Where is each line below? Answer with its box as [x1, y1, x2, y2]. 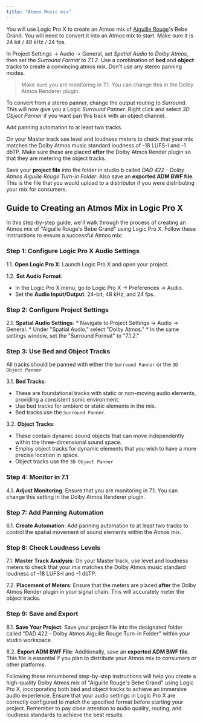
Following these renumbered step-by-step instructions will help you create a [6, 672, 196, 680]
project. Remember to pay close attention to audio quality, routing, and [6, 704, 182, 712]
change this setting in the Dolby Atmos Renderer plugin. [6, 493, 145, 500]
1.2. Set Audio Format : [6, 272, 63, 280]
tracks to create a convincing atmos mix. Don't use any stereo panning [6, 63, 182, 70]
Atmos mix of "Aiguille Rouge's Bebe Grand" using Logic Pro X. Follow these [6, 225, 196, 233]
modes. [6, 69, 25, 76]
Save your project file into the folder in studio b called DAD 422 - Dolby [6, 166, 184, 173]
